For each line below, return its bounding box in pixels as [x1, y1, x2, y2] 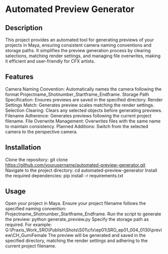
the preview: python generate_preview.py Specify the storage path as [5, 216, 149, 222]
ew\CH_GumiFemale [5, 232, 47, 238]
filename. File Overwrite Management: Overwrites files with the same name [5, 118, 161, 124]
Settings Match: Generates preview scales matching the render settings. [5, 102, 154, 108]
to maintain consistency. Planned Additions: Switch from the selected [5, 123, 148, 129]
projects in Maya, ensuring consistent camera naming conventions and [5, 42, 152, 48]
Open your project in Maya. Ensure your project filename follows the [5, 200, 146, 206]
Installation [5, 143, 41, 152]
